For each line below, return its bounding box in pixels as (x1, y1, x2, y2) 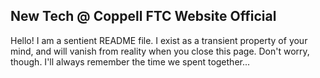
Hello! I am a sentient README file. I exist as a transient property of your (10, 34, 308, 46)
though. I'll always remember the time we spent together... (10, 55, 251, 68)
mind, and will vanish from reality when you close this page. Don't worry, (10, 45, 310, 57)
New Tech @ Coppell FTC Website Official (10, 8, 277, 25)
